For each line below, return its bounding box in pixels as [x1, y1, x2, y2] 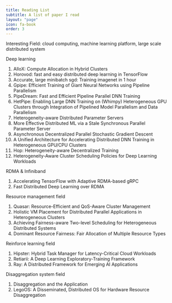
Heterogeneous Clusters [13, 214, 66, 221]
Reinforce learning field [6, 241, 55, 247]
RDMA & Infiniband [6, 168, 46, 175]
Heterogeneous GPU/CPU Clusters [13, 142, 87, 148]
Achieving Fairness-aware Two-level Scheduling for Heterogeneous [13, 220, 157, 226]
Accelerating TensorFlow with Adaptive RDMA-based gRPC [13, 178, 139, 184]
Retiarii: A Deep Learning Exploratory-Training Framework [13, 256, 135, 262]
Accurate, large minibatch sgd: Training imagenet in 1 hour [13, 77, 137, 83]
